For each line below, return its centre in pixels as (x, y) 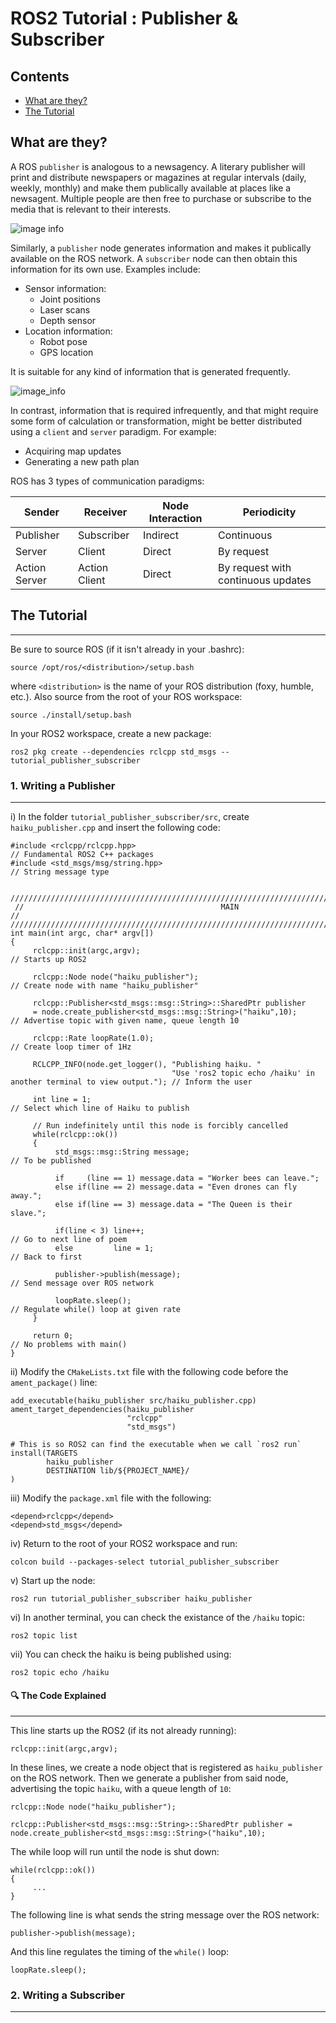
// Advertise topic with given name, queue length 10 (125, 1020)
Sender (41, 512)
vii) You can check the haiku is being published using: (121, 1654)
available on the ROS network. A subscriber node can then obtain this (154, 258)
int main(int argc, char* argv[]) (82, 933)
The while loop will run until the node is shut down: (115, 1852)
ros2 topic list (44, 1635)
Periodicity (269, 512)
